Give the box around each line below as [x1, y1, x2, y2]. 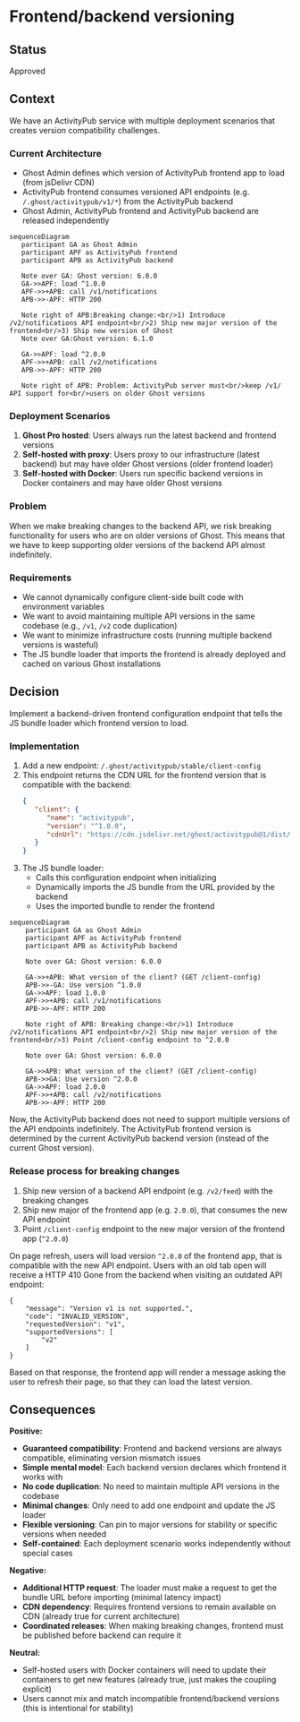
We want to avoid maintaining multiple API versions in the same [21, 611, 256, 621]
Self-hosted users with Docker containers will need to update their [21, 1665, 267, 1675]
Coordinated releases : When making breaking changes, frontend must [21, 1621, 284, 1632]
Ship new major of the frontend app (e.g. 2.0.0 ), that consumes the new [21, 1204, 287, 1215]
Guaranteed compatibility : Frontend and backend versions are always [21, 1444, 282, 1454]
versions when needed [21, 1529, 107, 1539]
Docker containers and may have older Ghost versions [21, 477, 223, 489]
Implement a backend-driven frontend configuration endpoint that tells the [9, 707, 283, 718]
